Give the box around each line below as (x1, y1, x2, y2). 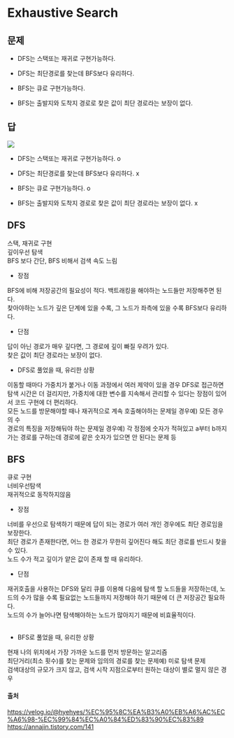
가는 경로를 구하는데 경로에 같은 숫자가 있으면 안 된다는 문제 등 (7, 433, 177, 441)
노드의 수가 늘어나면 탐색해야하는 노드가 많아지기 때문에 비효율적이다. (7, 611, 196, 619)
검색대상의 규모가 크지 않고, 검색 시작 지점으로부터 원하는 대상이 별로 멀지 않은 (7, 665, 220, 674)
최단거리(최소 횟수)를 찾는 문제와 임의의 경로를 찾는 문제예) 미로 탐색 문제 (7, 657, 206, 665)
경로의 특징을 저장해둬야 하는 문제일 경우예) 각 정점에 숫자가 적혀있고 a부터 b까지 (7, 424, 227, 433)
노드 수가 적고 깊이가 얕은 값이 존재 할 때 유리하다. (7, 555, 143, 563)
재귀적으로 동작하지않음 (7, 491, 71, 499)
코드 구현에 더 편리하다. (14, 398, 78, 406)
